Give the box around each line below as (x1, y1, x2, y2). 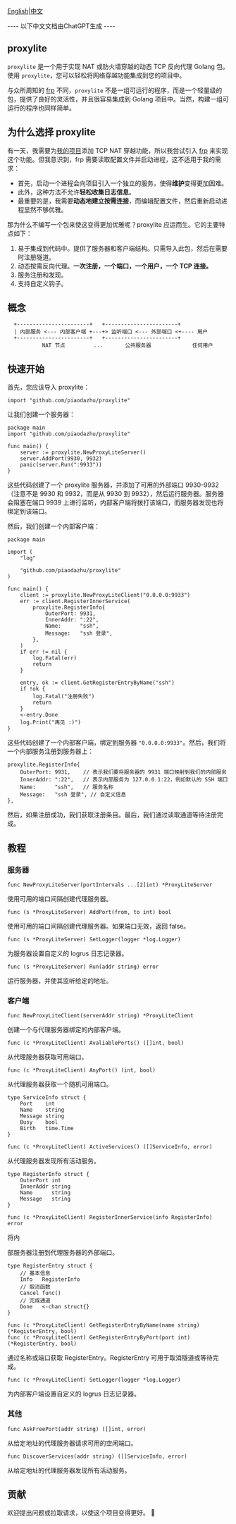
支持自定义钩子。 (17, 279, 68, 287)
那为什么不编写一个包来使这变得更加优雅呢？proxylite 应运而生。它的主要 (7, 220, 220, 228)
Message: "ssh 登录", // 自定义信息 (20, 791, 127, 798)
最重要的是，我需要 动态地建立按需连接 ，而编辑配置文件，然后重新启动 (17, 197, 222, 205)
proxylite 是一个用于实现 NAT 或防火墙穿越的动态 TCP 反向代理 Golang (7, 62, 215, 70)
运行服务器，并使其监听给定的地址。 (7, 976, 113, 985)
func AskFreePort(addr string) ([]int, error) (7, 1425, 147, 1432)
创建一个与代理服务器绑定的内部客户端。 (7, 1025, 125, 1034)
